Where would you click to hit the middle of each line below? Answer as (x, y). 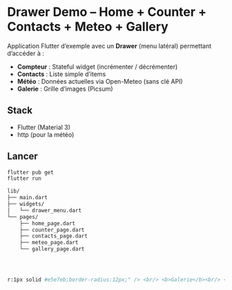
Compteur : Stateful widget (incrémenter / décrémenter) (97, 66)
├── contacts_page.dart (54, 236)
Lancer (22, 156)
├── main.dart (28, 198)
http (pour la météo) (46, 134)
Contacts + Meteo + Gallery (88, 27)
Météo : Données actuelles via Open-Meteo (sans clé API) (100, 81)
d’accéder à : (26, 53)
